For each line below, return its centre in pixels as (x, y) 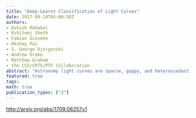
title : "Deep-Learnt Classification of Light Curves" (73, 11)
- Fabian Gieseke (27, 38)
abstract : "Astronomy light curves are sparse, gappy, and (79, 71)
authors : (17, 22)
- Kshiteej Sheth (27, 33)
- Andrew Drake (24, 55)
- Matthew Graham (27, 60)
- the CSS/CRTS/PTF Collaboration (48, 65)
